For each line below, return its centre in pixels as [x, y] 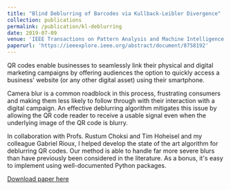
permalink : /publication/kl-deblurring [65, 26]
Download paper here [38, 179]
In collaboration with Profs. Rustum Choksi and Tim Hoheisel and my [105, 136]
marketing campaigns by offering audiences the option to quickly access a [113, 73]
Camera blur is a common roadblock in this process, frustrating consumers [114, 93]
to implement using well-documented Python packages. [87, 165]
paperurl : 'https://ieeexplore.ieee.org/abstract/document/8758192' [108, 46]
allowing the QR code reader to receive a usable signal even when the [107, 115]
